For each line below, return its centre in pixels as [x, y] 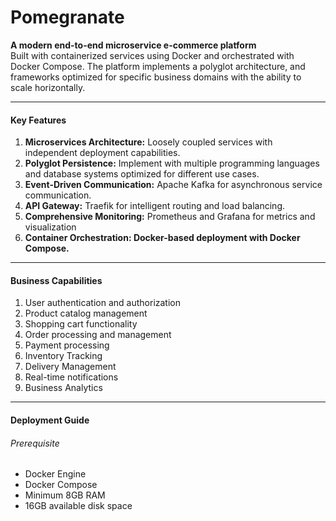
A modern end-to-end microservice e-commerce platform [133, 45]
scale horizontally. [48, 87]
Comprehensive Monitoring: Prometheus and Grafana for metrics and [170, 217]
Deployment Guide [50, 420]
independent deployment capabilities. [102, 153]
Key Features [38, 120]
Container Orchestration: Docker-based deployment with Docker [162, 238]
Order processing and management [98, 335]
